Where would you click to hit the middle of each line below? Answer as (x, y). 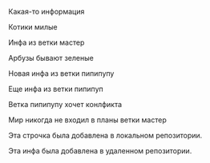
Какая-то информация (46, 12)
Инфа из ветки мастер (46, 42)
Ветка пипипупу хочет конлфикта (65, 104)
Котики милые (33, 27)
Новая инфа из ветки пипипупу (61, 74)
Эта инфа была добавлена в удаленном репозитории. (100, 151)
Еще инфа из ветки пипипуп (56, 89)
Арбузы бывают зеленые (51, 58)
